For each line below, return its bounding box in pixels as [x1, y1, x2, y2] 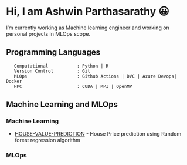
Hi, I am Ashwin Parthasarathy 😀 [6, 5, 169, 18]
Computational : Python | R [13, 63, 109, 69]
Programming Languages [6, 48, 101, 58]
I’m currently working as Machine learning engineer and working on [6, 24, 170, 31]
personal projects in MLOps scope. [6, 30, 91, 37]
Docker [6, 78, 22, 84]
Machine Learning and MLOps [6, 99, 118, 110]
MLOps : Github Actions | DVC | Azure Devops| [13, 73, 177, 79]
